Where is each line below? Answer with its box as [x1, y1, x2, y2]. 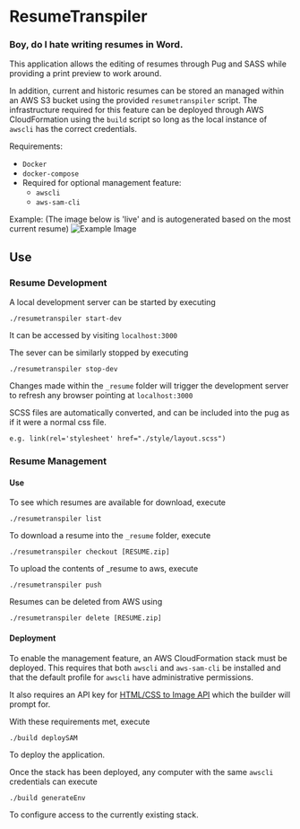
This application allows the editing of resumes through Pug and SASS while [9, 58, 287, 69]
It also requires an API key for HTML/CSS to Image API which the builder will [9, 689, 291, 700]
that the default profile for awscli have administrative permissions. [9, 671, 253, 683]
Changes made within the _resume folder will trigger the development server [9, 380, 289, 391]
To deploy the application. [9, 749, 106, 760]
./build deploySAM [9, 733, 78, 742]
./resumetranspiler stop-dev [9, 365, 118, 374]
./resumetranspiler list [9, 514, 102, 524]
